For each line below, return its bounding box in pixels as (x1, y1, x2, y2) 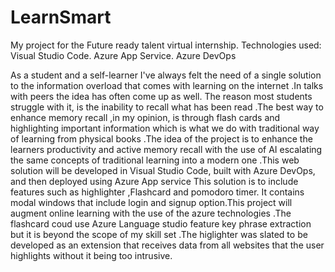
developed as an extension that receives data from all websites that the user (10, 239, 325, 251)
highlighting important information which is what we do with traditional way (10, 122, 320, 134)
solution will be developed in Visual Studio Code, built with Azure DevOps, (10, 164, 316, 176)
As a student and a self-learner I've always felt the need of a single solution (10, 69, 322, 81)
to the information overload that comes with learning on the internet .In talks (10, 79, 324, 91)
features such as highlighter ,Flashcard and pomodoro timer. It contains (10, 186, 305, 198)
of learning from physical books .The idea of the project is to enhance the (10, 132, 313, 145)
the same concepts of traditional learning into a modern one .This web (10, 154, 300, 166)
